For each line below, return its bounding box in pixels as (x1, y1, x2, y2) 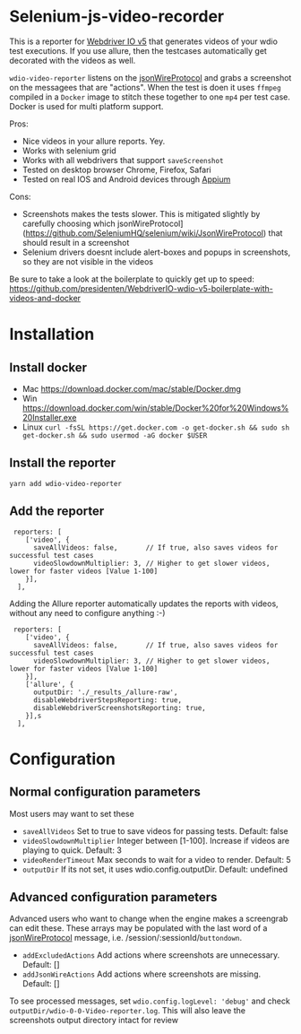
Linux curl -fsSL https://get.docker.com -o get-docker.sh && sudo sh (21, 421, 289, 432)
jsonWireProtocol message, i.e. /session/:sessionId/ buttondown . (9, 933, 243, 943)
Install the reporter (9, 456, 116, 471)
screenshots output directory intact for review (9, 1015, 179, 1026)
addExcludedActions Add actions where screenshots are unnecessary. (21, 950, 280, 960)
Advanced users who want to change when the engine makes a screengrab (9, 913, 288, 925)
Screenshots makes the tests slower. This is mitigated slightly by (21, 208, 261, 219)
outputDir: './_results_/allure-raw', (32, 688, 178, 697)
